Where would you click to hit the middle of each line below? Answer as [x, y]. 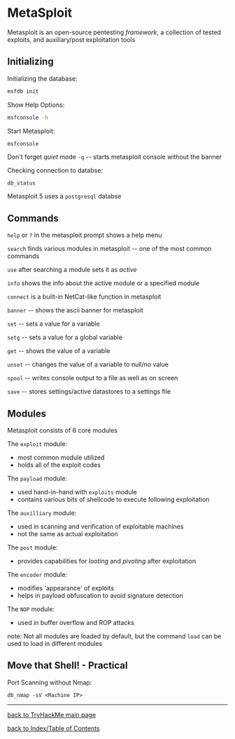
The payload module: [37, 478]
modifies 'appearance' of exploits [65, 588]
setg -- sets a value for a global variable [65, 338]
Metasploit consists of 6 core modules [62, 430]
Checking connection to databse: [55, 171]
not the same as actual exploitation [68, 534]
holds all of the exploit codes [59, 465]
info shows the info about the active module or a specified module [104, 283]
